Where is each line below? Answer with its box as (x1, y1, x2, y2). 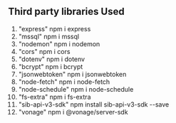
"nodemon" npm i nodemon (18, 39, 100, 48)
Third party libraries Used (8, 6, 125, 18)
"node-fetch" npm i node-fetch (18, 77, 110, 86)
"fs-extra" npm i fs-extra (18, 92, 91, 101)
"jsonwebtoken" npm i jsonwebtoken (18, 70, 127, 78)
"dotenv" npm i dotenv (18, 55, 85, 63)
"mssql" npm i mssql (18, 32, 80, 41)
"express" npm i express (18, 24, 91, 33)
